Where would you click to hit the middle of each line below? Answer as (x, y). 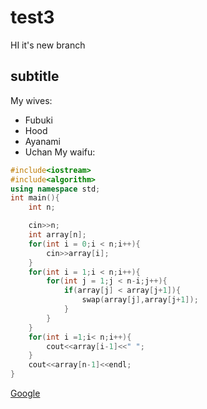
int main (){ (35, 198)
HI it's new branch (48, 45)
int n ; (42, 207)
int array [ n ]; (57, 235)
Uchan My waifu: (60, 152)
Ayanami (42, 141)
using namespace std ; (55, 189)
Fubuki (38, 120)
